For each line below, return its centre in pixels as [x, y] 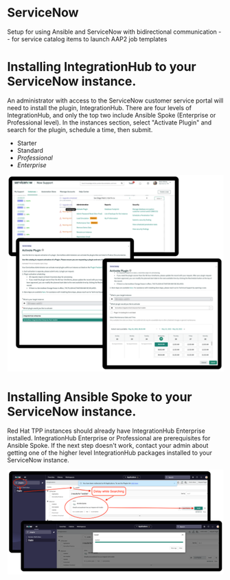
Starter [27, 143]
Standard [30, 150]
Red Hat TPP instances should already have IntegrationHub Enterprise [106, 431]
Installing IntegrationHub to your [102, 67]
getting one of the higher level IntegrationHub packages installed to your [110, 453]
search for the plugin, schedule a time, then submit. [80, 129]
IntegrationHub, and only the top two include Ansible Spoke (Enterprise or [112, 115]
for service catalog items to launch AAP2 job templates [89, 39]
